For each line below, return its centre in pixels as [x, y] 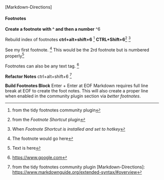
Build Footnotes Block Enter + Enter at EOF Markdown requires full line [77, 86]
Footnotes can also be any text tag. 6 [42, 66]
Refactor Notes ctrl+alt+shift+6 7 [39, 76]
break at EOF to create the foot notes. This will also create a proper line [77, 91]
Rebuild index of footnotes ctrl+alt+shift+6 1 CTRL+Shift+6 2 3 [68, 39]
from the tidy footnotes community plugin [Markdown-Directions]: [78, 167]
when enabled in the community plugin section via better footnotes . [73, 96]
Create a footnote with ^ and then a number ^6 [53, 29]
